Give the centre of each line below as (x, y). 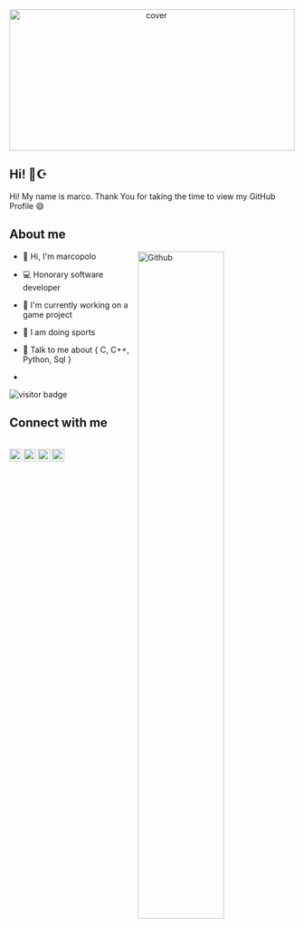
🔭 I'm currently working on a (75, 305)
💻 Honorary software (63, 274)
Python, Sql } (47, 359)
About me (38, 234)
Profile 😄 (27, 206)
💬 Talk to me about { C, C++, (76, 349)
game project (47, 314)
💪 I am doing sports (59, 332)
